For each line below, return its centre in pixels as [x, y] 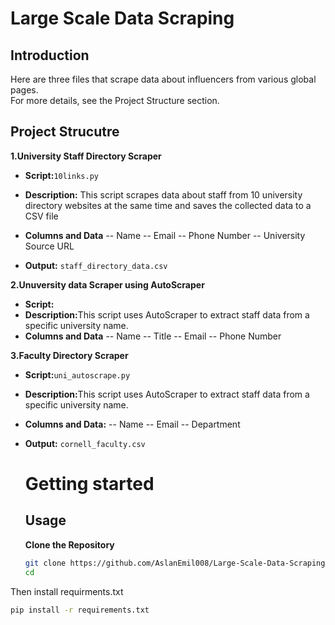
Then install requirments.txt [67, 591]
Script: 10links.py [61, 175]
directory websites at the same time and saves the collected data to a [168, 205]
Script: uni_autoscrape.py [77, 374]
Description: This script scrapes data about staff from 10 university [163, 194]
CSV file [41, 216]
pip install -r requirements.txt [80, 610]
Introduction [50, 55]
